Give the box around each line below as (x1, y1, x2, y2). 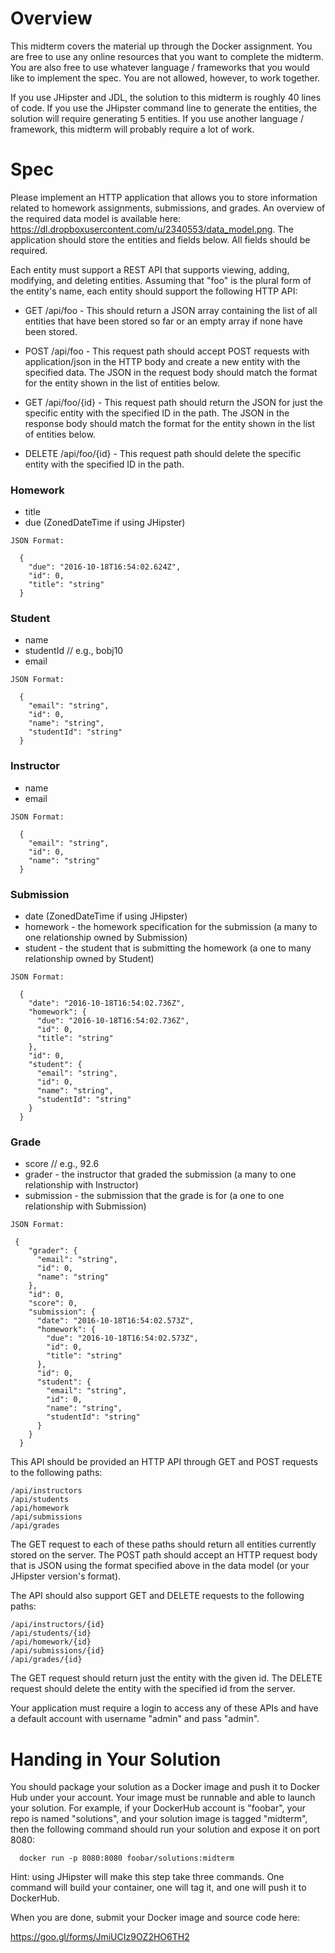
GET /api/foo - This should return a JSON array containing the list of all (24, 304, 318, 316)
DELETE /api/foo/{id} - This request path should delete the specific (24, 447, 302, 459)
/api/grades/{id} (10, 1655, 83, 1665)
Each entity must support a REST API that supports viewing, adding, (10, 263, 290, 276)
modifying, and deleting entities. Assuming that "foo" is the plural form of (10, 274, 312, 286)
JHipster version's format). (10, 1570, 122, 1582)
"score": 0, (28, 1298, 78, 1309)
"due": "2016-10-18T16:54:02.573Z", (46, 1333, 199, 1344)
